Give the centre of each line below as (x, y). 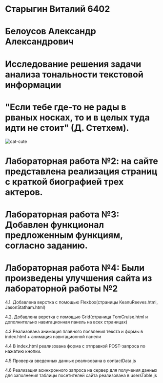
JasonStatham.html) (25, 307)
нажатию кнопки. (23, 351)
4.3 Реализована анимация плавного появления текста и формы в (74, 331)
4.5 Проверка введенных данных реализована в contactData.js (71, 361)
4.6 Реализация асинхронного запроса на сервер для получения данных (81, 370)
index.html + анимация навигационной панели (53, 336)
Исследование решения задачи (73, 64)
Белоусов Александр (51, 31)
